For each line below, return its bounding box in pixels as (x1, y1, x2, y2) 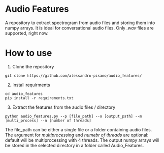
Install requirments (12, 82, 50, 88)
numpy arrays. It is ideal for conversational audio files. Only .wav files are (5, 25, 154, 31)
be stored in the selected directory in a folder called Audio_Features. (5, 142, 144, 148)
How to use (5, 48, 52, 59)
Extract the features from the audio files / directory (12, 104, 116, 110)
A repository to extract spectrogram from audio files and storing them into (5, 20, 155, 26)
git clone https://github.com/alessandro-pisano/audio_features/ (5, 73, 142, 78)
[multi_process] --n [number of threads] (5, 118, 92, 123)
